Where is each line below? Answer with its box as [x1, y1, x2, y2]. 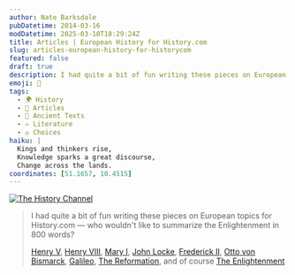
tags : [9, 87, 29, 95]
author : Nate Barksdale [9, 12, 97, 22]
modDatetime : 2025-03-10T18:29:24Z [9, 29, 140, 38]
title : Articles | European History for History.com [9, 37, 208, 47]
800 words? [30, 229, 75, 240]
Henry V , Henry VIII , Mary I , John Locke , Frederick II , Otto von [30, 247, 256, 257]
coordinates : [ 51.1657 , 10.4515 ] [9, 169, 132, 178]
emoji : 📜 [9, 79, 42, 88]
